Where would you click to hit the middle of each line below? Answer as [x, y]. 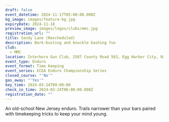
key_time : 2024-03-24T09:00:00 [38, 85]
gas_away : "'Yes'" [24, 80]
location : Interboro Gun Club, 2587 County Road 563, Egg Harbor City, [82, 57]
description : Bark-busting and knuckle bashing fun [60, 43]
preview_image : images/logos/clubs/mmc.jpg [52, 29]
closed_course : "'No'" [29, 76]
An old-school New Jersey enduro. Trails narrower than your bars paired [80, 108]
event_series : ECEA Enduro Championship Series [56, 71]
